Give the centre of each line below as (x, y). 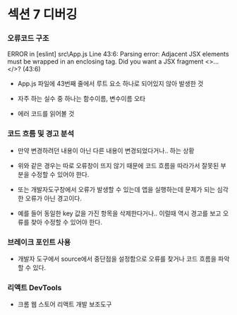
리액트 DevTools (35, 288)
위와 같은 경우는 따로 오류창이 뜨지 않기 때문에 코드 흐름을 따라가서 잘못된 (118, 165)
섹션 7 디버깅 (42, 14)
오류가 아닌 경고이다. (54, 198)
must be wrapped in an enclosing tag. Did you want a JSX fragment (105, 61)
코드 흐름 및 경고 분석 (41, 133)
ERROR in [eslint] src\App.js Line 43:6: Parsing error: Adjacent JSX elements (118, 54)
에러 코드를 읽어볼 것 (46, 114)
